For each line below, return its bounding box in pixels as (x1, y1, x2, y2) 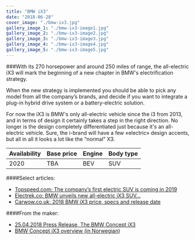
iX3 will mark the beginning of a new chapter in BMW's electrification (6, 69, 173, 76)
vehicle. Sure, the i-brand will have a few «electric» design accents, (25, 129, 190, 136)
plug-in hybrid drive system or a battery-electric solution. (6, 99, 145, 106)
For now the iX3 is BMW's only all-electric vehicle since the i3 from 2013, (6, 110, 183, 117)
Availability (9, 149, 41, 157)
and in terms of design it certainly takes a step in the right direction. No (6, 117, 178, 124)
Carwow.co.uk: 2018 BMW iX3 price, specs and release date (14, 198, 161, 205)
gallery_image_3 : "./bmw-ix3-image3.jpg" (6, 36, 109, 42)
